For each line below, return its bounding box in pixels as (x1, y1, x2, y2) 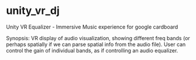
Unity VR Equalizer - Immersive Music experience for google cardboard (6, 23, 178, 30)
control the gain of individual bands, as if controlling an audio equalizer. (6, 47, 178, 54)
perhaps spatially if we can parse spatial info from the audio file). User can (6, 41, 186, 48)
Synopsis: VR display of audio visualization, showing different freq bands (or (6, 34, 190, 41)
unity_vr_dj (6, 4, 60, 17)
